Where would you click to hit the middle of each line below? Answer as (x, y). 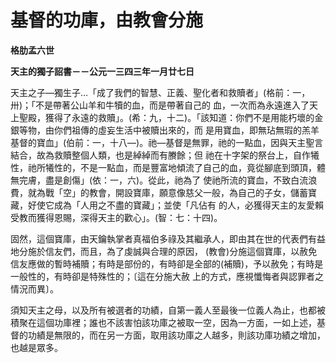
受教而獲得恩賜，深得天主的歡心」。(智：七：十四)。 (116, 217)
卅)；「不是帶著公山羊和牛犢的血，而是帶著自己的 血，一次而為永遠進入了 (160, 105)
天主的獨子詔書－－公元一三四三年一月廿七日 (102, 71)
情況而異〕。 (34, 288)
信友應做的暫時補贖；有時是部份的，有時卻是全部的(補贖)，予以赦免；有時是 (167, 263)
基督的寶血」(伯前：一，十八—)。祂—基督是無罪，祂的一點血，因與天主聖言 (167, 142)
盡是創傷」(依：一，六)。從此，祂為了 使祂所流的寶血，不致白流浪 (181, 180)
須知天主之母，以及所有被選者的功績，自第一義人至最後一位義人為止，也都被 (168, 310)
